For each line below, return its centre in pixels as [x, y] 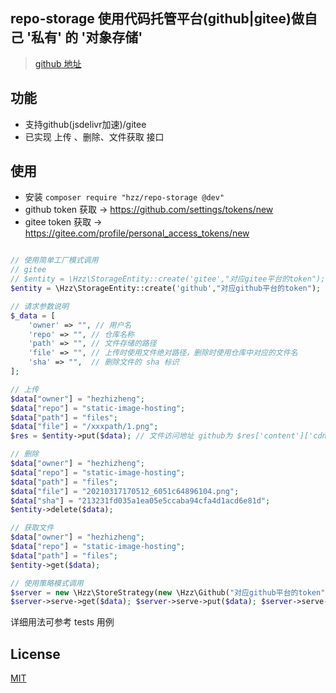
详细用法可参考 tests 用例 [62, 622]
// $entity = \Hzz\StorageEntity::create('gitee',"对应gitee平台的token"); [168, 279]
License [35, 654]
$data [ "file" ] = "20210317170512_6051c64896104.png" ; [125, 491]
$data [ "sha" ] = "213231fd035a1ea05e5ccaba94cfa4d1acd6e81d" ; [140, 500]
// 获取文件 [32, 528]
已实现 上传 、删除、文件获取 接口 [94, 136]
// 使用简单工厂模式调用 [54, 260]
